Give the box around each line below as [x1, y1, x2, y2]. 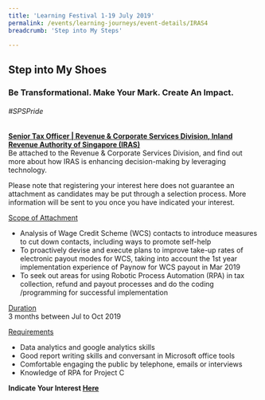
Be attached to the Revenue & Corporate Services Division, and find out [8, 148, 243, 158]
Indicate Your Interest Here [8, 383, 99, 393]
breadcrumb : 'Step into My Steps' [8, 26, 123, 34]
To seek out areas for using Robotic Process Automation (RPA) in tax [19, 270, 245, 280]
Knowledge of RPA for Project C [19, 367, 125, 377]
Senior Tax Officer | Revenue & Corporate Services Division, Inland [8, 131, 233, 140]
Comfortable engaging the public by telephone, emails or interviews [19, 359, 243, 369]
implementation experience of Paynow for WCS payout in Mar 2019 [19, 262, 241, 272]
